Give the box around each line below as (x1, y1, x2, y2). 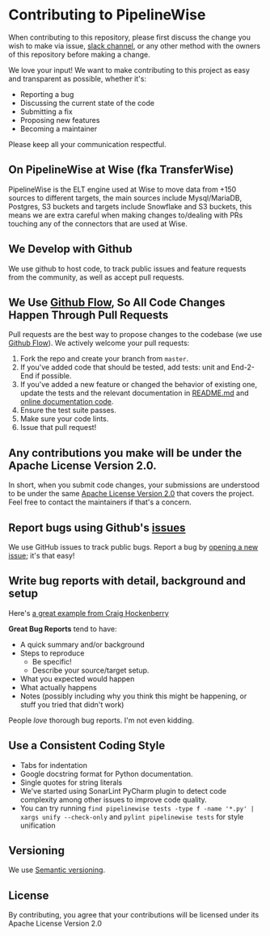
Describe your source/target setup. (32, 665, 150, 675)
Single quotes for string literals (19, 778, 123, 787)
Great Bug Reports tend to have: (8, 624, 117, 634)
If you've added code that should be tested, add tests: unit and (19, 362, 230, 373)
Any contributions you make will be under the (8, 446, 243, 460)
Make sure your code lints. (19, 414, 109, 424)
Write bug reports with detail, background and (8, 574, 247, 588)
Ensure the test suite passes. (19, 406, 117, 415)
